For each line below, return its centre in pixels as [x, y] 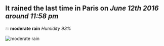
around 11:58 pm [32, 16]
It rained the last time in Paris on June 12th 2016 [82, 8]
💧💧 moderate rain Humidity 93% [38, 28]
